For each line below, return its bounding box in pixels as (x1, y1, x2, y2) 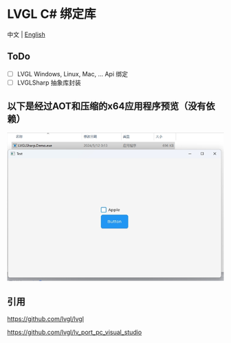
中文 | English (7, 30, 46, 38)
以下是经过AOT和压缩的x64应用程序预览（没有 (7, 100, 206, 112)
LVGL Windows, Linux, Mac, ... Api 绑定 (16, 69, 129, 78)
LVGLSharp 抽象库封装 (16, 78, 81, 87)
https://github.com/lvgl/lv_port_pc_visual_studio (7, 328, 142, 336)
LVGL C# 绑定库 (7, 6, 96, 22)
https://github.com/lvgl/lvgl (7, 314, 85, 323)
